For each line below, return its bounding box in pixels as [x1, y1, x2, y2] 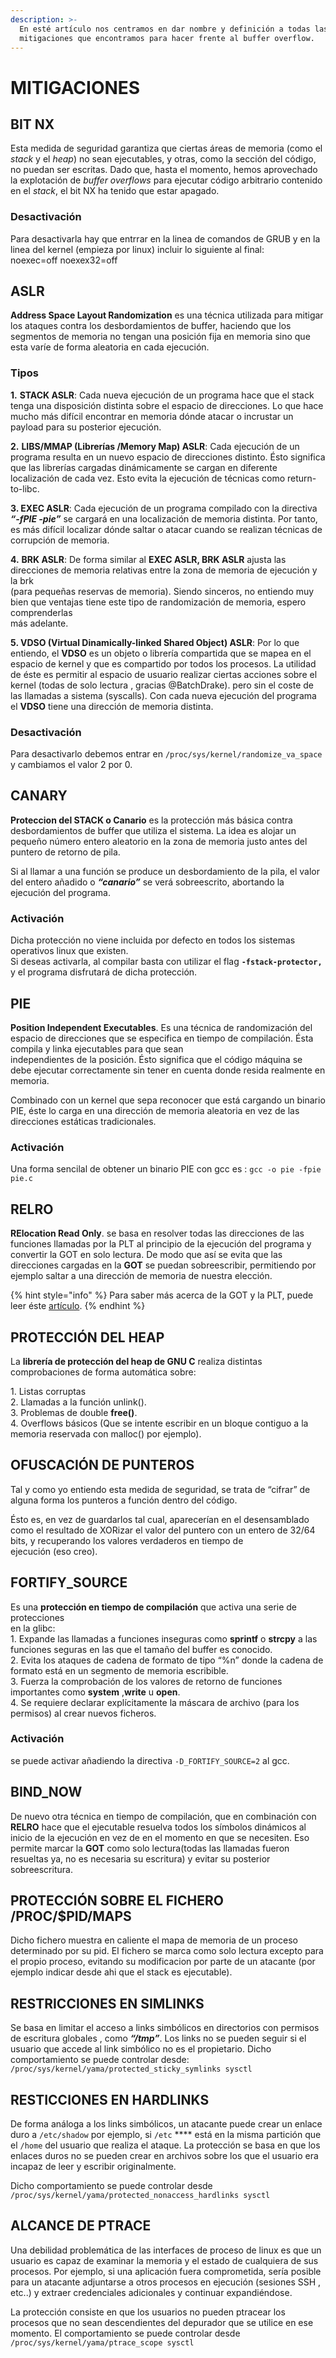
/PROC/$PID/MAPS [10, 1908, 132, 1925]
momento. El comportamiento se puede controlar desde [10, 2327, 241, 2339]
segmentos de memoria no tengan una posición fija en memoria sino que [10, 331, 311, 343]
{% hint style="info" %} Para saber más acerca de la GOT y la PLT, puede [10, 1289, 314, 1301]
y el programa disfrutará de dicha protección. [10, 966, 198, 978]
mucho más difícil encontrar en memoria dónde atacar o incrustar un [10, 410, 294, 422]
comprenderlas [10, 606, 73, 618]
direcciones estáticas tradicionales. [10, 1116, 157, 1127]
